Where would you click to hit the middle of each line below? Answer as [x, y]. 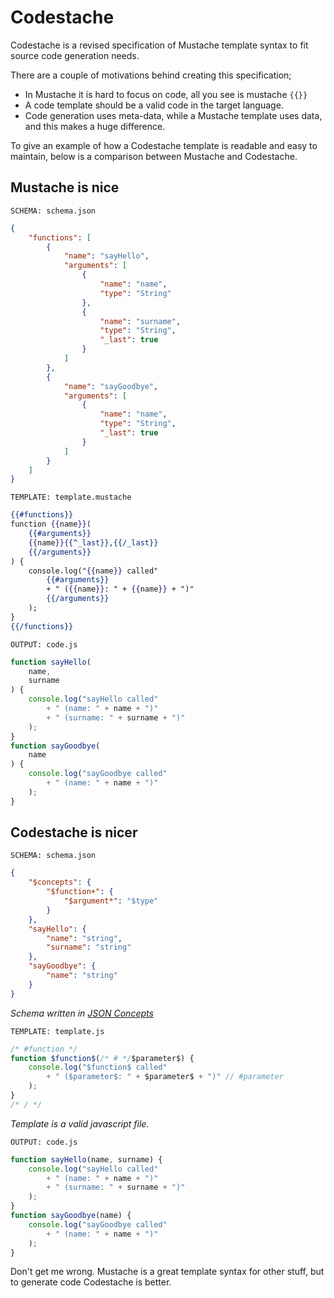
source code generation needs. [75, 55]
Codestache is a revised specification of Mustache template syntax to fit [159, 45]
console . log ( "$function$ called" [98, 1067]
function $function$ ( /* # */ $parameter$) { [102, 1058]
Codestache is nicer [74, 832]
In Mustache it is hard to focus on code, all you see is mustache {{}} [166, 94]
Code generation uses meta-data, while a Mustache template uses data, [173, 115]
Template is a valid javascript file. [80, 1123]
